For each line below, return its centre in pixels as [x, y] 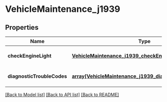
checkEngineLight [30, 56]
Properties [22, 27]
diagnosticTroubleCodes [37, 76]
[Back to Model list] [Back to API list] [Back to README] [62, 95]
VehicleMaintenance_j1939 [63, 9]
